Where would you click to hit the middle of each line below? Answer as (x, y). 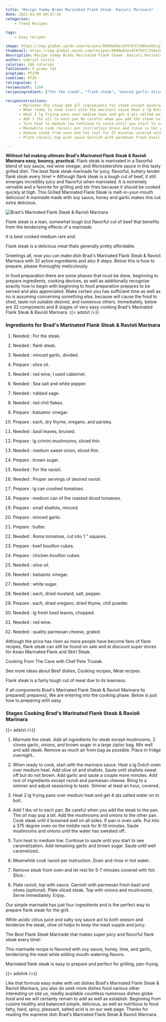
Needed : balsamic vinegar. (40, 574)
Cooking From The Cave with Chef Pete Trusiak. (54, 661)
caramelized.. (27, 851)
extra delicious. (21, 203)
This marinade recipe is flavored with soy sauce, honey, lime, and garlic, (79, 949)
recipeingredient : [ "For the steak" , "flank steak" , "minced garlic (77, 92)
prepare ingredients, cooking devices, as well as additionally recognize (78, 281)
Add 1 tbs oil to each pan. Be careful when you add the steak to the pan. (86, 810)
